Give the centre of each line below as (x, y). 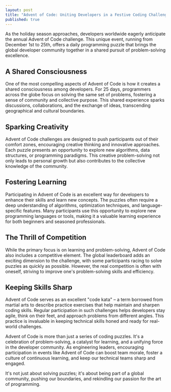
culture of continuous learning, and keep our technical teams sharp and (80, 358)
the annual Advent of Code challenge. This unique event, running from (79, 39)
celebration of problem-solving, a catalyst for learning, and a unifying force (84, 342)
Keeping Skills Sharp (39, 287)
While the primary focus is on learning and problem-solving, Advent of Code (85, 249)
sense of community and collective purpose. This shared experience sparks (85, 100)
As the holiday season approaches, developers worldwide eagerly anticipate (85, 34)
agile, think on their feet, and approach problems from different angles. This (85, 316)
